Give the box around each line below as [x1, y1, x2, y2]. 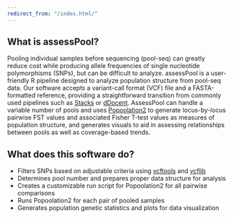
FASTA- [192, 84, 214, 92]
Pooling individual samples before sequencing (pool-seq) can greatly [7, 54, 205, 63]
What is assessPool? [7, 36, 99, 48]
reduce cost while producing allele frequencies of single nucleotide [7, 62, 200, 70]
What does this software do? [7, 148, 134, 160]
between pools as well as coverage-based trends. [7, 128, 151, 136]
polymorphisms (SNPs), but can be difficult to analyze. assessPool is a [7, 69, 210, 77]
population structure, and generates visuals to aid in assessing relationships [7, 121, 225, 129]
